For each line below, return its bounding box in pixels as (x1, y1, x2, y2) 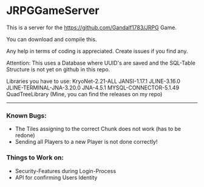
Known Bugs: (6, 111, 47, 119)
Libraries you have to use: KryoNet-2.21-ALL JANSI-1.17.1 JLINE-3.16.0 (6, 77, 181, 85)
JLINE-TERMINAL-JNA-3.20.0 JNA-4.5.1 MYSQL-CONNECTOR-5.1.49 (6, 83, 180, 91)
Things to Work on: (6, 153, 64, 162)
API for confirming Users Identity (15, 174, 98, 181)
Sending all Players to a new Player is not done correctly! (15, 138, 158, 146)
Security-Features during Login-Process (15, 167, 117, 174)
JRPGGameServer (6, 4, 100, 18)
